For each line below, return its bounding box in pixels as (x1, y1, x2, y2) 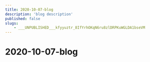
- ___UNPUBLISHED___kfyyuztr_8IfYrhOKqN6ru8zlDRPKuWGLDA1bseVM (14, 25, 146, 30)
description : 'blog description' (5, 12, 73, 17)
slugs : (5, 21, 19, 26)
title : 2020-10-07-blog (5, 7, 54, 12)
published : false (5, 16, 41, 21)
